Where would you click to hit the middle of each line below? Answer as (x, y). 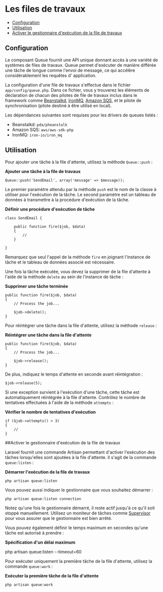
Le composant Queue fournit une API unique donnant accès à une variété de (82, 60)
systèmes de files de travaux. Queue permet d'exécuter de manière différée (81, 65)
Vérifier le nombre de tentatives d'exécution (50, 412)
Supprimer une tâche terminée (37, 286)
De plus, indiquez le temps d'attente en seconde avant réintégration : (74, 374)
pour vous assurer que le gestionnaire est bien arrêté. (59, 518)
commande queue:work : (29, 566)
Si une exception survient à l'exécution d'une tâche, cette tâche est (72, 392)
